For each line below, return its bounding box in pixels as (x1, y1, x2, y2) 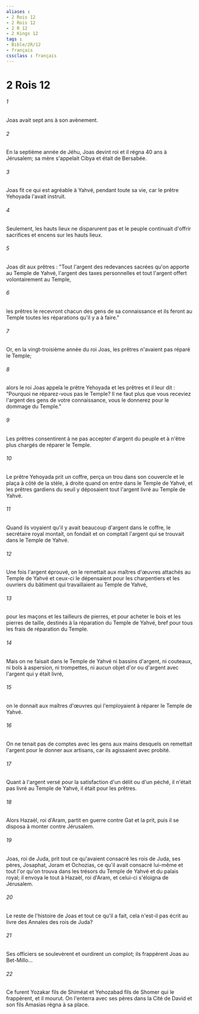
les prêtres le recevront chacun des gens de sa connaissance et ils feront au (6, 308, 192, 315)
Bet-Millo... (6, 957, 33, 964)
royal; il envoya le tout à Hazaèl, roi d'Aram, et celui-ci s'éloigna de (6, 874, 169, 881)
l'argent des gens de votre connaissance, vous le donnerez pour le (6, 396, 169, 404)
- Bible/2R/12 (6, 42, 41, 48)
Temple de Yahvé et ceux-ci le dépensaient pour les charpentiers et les (6, 575, 180, 582)
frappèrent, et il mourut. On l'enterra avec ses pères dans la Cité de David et (6, 995, 192, 1002)
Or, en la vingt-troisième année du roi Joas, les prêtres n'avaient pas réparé (6, 346, 191, 353)
